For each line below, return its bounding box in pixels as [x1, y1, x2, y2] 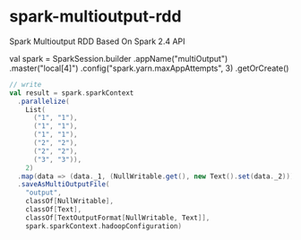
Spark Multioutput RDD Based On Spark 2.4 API [9, 36, 185, 47]
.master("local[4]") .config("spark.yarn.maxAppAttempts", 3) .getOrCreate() [9, 63, 289, 73]
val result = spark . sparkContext [9, 88, 134, 98]
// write [9, 80, 42, 89]
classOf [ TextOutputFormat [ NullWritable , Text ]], [25, 213, 211, 222]
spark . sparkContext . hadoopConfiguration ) [25, 221, 182, 230]
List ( [25, 105, 47, 114]
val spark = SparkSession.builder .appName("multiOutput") [9, 53, 228, 64]
